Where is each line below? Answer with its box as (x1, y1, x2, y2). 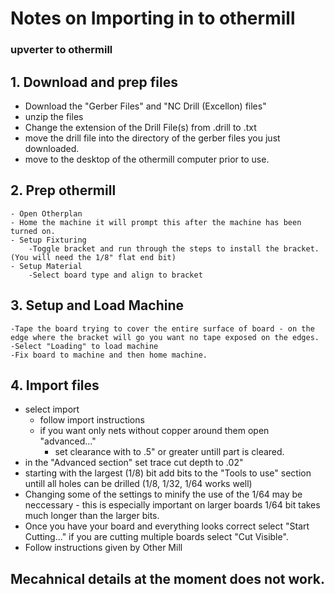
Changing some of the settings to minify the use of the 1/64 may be (24, 488, 303, 501)
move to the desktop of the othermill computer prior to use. (24, 153, 270, 165)
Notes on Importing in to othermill (10, 7, 296, 30)
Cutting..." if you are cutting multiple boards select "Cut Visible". (24, 531, 289, 543)
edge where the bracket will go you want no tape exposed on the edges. (10, 332, 320, 342)
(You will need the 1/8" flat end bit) (10, 252, 177, 262)
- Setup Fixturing (10, 235, 87, 245)
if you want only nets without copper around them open (39, 425, 270, 437)
